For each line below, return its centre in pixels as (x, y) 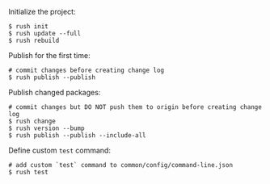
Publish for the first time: (49, 55)
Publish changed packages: (55, 92)
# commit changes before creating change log (86, 70)
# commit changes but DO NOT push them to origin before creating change (135, 107)
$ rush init (28, 27)
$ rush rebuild (34, 40)
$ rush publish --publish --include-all (78, 136)
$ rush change (32, 121)
